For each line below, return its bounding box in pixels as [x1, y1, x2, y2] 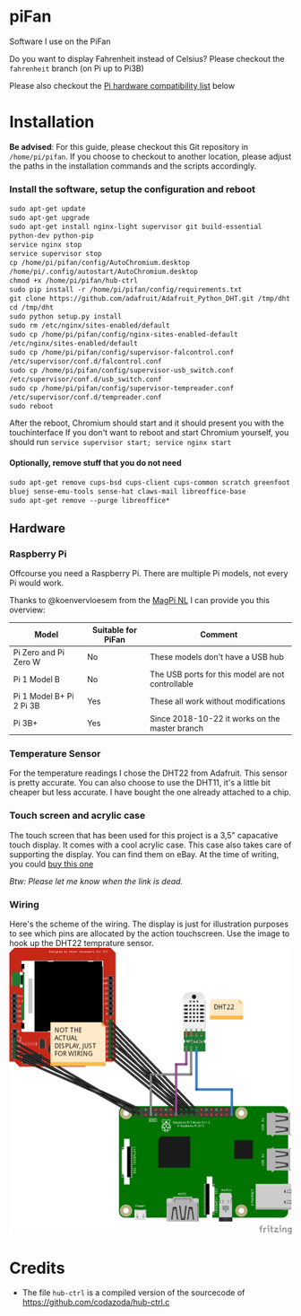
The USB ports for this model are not [149, 669, 285, 680]
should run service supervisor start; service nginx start [9, 437, 232, 448]
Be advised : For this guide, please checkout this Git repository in [9, 141, 249, 152]
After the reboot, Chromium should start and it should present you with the [9, 417, 285, 428]
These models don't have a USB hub [149, 652, 284, 662]
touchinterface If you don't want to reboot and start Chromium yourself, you [9, 427, 289, 438]
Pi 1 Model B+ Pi [13, 691, 74, 702]
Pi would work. [9, 577, 64, 589]
